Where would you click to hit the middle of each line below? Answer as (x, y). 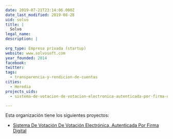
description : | (22, 39)
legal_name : (18, 34)
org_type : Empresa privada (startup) (46, 48)
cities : (14, 82)
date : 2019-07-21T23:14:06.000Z (40, 10)
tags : (11, 73)
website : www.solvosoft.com (36, 53)
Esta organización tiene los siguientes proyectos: (57, 115)
